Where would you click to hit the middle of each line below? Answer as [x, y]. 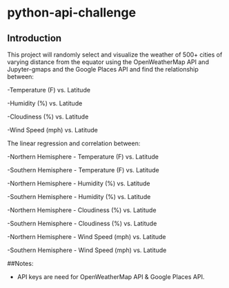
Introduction [34, 38]
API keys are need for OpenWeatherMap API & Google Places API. [111, 277]
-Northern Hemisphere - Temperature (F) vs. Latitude [83, 157]
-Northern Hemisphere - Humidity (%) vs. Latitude [79, 183]
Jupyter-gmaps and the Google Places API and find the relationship [103, 69]
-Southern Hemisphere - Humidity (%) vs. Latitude [79, 197]
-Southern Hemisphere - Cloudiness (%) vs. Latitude [82, 223]
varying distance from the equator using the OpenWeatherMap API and [108, 62]
